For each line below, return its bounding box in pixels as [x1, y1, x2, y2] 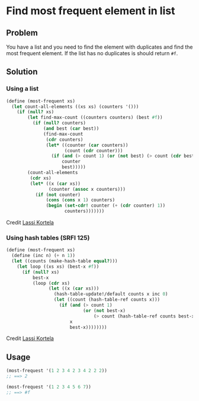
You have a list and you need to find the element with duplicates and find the [6, 43, 193, 50]
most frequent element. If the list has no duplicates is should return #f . [6, 50, 178, 57]
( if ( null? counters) [32, 120, 86, 126]
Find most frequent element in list [6, 4, 175, 18]
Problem [6, 28, 38, 38]
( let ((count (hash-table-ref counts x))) [53, 297, 161, 303]
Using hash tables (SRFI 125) [6, 233, 90, 242]
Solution [6, 67, 38, 77]
